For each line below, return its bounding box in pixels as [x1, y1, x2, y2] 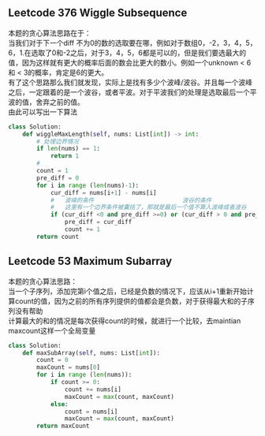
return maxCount [36, 422, 90, 430]
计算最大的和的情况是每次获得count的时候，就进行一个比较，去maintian [8, 315, 241, 326]
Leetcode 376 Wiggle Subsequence [8, 6, 188, 20]
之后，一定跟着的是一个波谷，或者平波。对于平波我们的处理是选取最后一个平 [8, 87, 257, 97]
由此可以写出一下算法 [8, 106, 77, 117]
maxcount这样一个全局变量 [8, 326, 96, 335]
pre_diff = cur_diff [64, 218, 132, 226]
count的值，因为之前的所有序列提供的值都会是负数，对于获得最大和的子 [14, 296, 248, 306]
